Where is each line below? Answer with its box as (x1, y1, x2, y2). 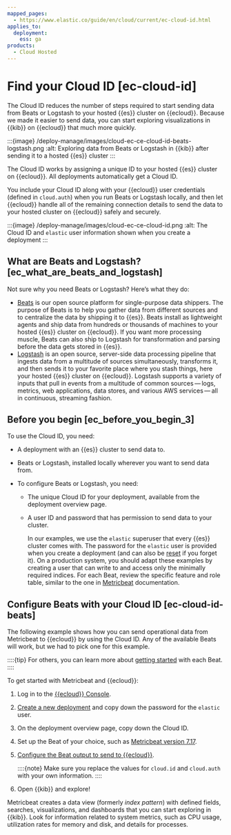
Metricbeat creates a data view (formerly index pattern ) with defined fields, (7, 798, 221, 807)
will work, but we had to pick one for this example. (7, 642, 150, 650)
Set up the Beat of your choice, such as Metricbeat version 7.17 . (17, 738, 198, 746)
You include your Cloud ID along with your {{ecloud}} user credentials (7, 185, 205, 194)
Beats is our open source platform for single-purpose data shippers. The (17, 298, 224, 306)
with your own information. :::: (17, 771, 102, 780)
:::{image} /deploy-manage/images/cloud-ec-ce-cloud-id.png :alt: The (7, 221, 208, 229)
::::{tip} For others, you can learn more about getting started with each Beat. (7, 656, 223, 664)
